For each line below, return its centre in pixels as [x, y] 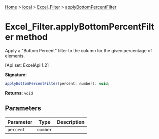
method [31, 37]
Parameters [23, 109]
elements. [15, 56]
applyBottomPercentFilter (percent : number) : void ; [58, 83]
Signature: [16, 75]
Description [71, 122]
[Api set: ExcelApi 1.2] [27, 65]
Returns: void [19, 93]
